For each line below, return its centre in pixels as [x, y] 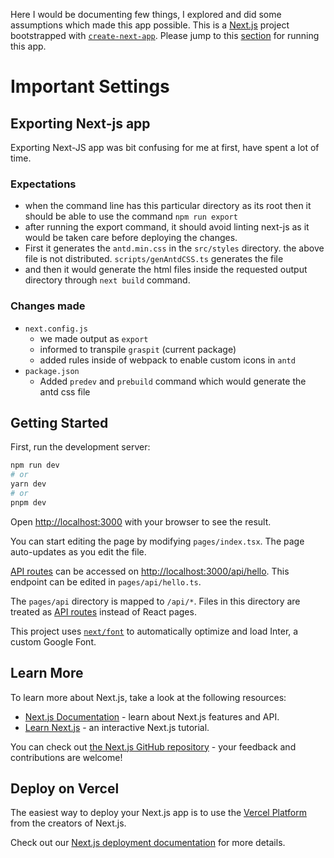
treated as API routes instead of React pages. [103, 611]
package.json [52, 371]
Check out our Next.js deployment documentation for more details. [148, 843]
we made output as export [94, 338]
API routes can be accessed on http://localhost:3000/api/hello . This [150, 571]
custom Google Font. [53, 641]
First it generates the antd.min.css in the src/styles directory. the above [174, 248]
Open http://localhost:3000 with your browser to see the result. [141, 521]
